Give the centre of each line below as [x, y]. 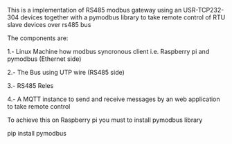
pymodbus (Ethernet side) [44, 59]
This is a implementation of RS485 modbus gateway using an [95, 10]
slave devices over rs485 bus [49, 25]
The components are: [38, 38]
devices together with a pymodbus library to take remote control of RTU [123, 17]
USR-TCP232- [204, 10]
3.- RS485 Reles [30, 85]
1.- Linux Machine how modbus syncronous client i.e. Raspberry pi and [108, 52]
